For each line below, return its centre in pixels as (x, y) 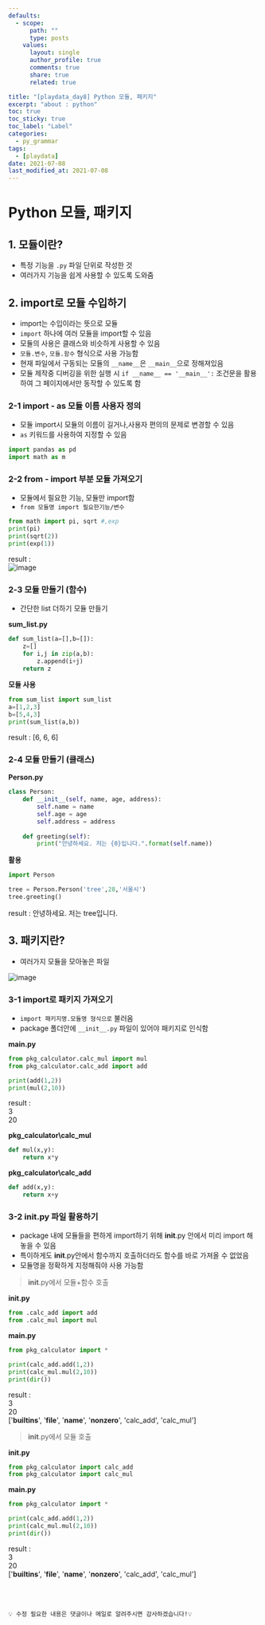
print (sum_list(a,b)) (44, 722)
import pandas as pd (43, 450)
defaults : (25, 16)
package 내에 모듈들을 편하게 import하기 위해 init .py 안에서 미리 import (132, 1235)
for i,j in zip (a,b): (58, 654)
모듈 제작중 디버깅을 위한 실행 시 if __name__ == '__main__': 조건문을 (131, 373)
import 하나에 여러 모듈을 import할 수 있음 (86, 333)
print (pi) (25, 529)
